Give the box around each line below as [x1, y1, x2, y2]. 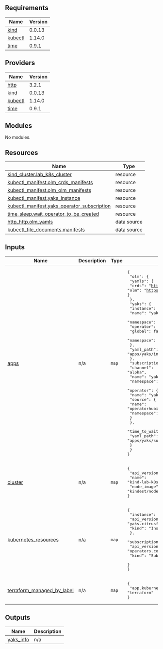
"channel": [130, 365, 154, 371]
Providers [5, 59, 35, 67]
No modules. [5, 135, 31, 140]
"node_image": [130, 484, 161, 490]
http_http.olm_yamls [7, 219, 53, 225]
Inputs [5, 243, 25, 251]
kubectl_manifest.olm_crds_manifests [7, 179, 93, 186]
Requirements [5, 4, 49, 12]
